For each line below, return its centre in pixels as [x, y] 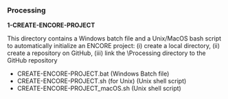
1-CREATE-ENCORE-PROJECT [51, 25]
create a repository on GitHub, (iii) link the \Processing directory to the [106, 53]
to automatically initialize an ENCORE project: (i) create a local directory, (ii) [114, 46]
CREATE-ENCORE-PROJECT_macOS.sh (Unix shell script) [99, 89]
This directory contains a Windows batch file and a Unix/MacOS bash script [114, 38]
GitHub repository [32, 60]
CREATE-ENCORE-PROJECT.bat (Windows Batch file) [93, 74]
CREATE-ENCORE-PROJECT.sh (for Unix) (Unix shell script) [102, 81]
